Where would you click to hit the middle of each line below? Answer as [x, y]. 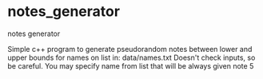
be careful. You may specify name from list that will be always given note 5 [131, 65]
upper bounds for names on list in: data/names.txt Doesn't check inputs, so [131, 57]
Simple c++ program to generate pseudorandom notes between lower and [130, 49]
